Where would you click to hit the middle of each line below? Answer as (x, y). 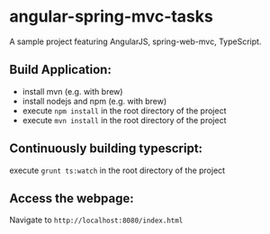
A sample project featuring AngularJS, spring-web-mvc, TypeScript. (135, 41)
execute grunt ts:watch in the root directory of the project (117, 170)
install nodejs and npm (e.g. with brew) (94, 101)
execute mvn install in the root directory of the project (124, 120)
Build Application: (61, 70)
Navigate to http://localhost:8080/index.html (96, 220)
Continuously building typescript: (106, 149)
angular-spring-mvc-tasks (111, 17)
